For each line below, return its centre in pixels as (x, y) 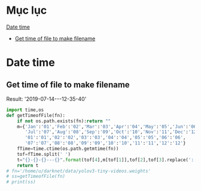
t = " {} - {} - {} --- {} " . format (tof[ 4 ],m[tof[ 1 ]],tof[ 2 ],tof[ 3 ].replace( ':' (107, 160)
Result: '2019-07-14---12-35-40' (46, 98)
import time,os (25, 110)
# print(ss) (21, 182)
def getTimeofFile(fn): (36, 115)
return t (28, 165)
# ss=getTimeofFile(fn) (36, 177)
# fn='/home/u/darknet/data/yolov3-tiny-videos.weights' (79, 171)
